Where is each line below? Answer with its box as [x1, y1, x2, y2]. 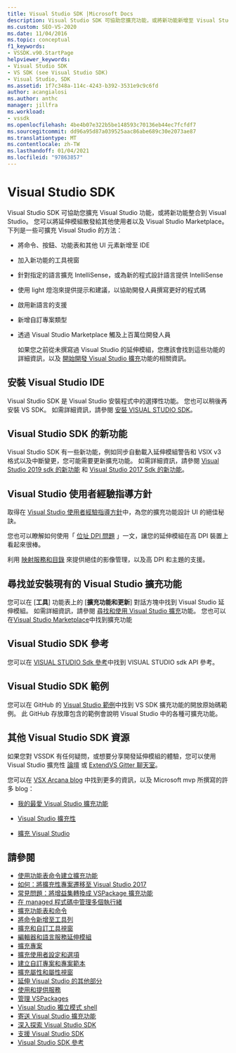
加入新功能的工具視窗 [17, 256, 79, 264]
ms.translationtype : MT [7, 134, 77, 141]
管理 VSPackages [17, 995, 69, 1003]
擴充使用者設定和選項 [17, 950, 79, 959]
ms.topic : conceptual [7, 37, 71, 44]
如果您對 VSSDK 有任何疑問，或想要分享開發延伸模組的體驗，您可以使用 [7, 752, 216, 760]
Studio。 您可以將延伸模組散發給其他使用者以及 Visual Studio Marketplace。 [7, 217, 228, 225]
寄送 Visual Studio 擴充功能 [17, 1012, 96, 1021]
